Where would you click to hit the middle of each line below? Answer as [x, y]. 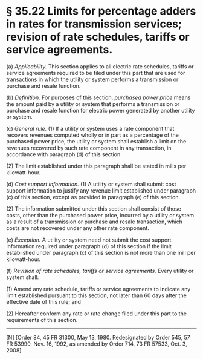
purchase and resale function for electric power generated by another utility [101, 110]
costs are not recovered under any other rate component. [78, 228]
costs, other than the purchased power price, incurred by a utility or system [100, 215]
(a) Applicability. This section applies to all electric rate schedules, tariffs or [100, 66]
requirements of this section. [42, 320]
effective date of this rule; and [44, 301]
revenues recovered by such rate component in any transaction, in [89, 148]
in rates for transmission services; [94, 24]
